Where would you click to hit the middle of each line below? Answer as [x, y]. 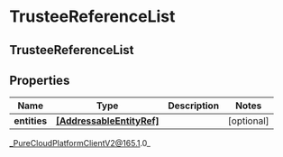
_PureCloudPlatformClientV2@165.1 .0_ [80, 143]
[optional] [248, 121]
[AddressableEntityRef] [107, 121]
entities [31, 121]
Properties [40, 80]
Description [193, 106]
